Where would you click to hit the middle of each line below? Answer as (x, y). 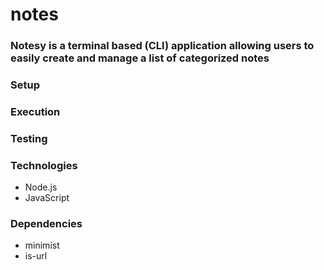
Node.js (41, 187)
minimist (42, 245)
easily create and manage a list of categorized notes (140, 58)
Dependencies (46, 224)
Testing (29, 138)
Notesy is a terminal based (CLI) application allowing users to (162, 46)
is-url (36, 256)
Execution (35, 111)
